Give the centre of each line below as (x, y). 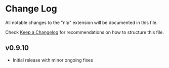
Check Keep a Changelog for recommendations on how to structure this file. (85, 32)
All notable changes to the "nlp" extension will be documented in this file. (81, 22)
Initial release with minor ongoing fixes (53, 60)
